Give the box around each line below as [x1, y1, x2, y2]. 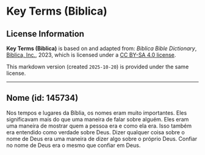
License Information [6, 29, 84, 39]
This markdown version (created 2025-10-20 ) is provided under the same [6, 63, 189, 70]
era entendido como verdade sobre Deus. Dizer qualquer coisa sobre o [6, 128, 185, 135]
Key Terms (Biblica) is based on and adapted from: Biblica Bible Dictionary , [6, 45, 197, 52]
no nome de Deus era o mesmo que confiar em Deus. [6, 142, 141, 149]
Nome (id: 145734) [6, 93, 79, 103]
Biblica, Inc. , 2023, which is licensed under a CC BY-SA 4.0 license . [6, 51, 176, 59]
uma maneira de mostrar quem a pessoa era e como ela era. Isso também [6, 122, 192, 129]
